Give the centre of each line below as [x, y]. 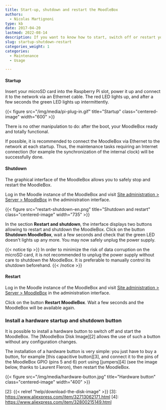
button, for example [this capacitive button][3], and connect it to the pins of [82, 357]
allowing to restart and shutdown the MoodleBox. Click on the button [75, 229]
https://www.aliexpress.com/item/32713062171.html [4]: [62, 397]
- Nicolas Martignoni [32, 19]
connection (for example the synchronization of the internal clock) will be [80, 152]
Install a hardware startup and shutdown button [63, 320]
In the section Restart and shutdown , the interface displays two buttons [79, 224]
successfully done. [24, 157]
